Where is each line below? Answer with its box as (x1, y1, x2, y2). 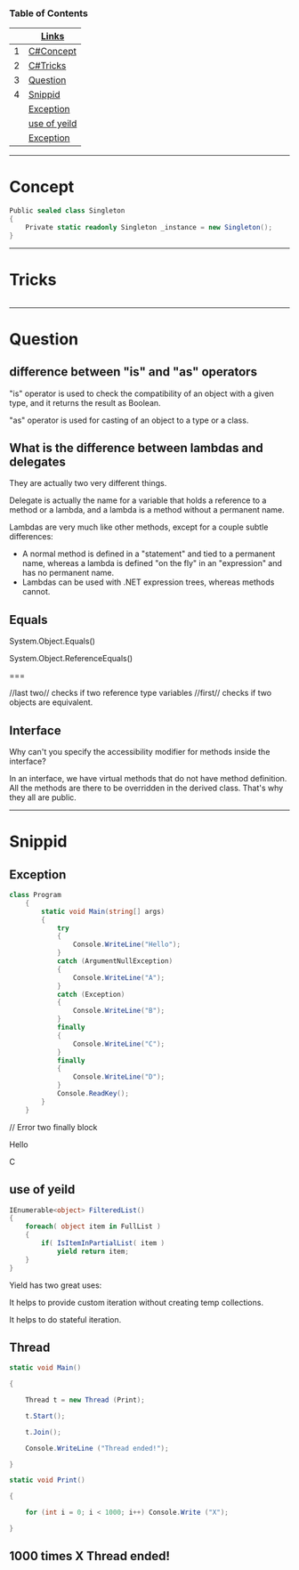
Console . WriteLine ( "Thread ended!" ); (25, 1444, 169, 1453)
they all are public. (9, 792, 77, 803)
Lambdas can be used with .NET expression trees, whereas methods (21, 577, 275, 587)
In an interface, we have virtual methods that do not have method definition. (9, 773, 287, 784)
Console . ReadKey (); (56, 1089, 129, 1098)
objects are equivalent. (9, 697, 93, 708)
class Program (9, 891, 62, 900)
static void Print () (9, 1476, 86, 1485)
